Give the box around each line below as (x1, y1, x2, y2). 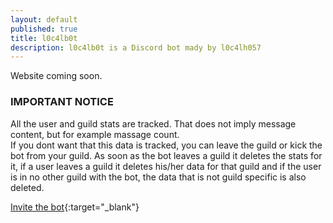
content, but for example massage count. (10, 128, 180, 140)
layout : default (10, 14, 78, 25)
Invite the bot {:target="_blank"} (10, 201, 140, 213)
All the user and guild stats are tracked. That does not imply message (10, 117, 297, 130)
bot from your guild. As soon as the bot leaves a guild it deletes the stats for (10, 149, 323, 161)
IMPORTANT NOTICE (10, 95, 114, 109)
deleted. (10, 181, 45, 193)
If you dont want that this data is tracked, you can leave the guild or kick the (10, 139, 323, 151)
